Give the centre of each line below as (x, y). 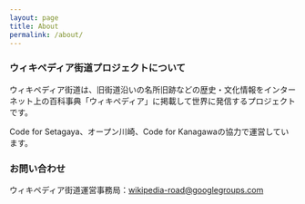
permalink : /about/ (46, 34)
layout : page (34, 18)
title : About (34, 26)
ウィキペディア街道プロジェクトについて (98, 68)
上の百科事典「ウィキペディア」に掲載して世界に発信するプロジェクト (164, 101)
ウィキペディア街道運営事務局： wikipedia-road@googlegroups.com (137, 189)
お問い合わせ (38, 169)
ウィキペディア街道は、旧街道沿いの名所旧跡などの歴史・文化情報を (137, 89)
